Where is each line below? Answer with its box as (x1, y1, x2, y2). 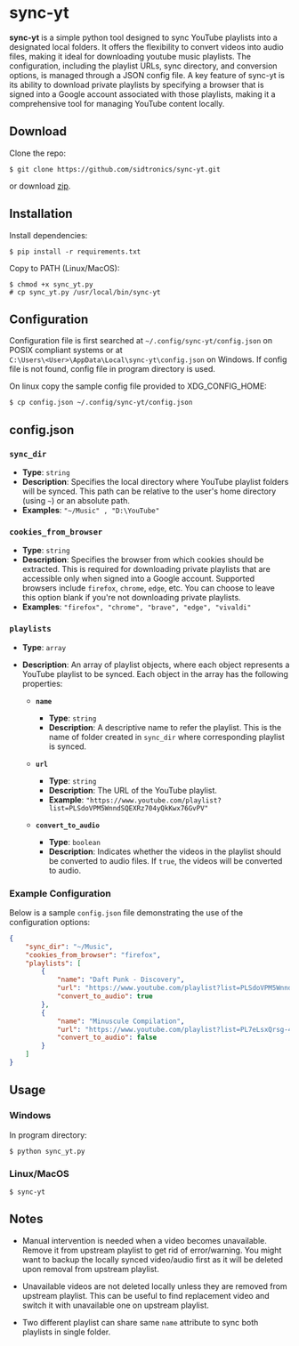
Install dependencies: (9, 230, 88, 240)
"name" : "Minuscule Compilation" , (56, 1017, 185, 1026)
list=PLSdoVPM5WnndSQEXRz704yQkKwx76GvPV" (48, 803, 209, 812)
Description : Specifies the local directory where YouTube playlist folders (21, 477, 289, 488)
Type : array (21, 641, 67, 652)
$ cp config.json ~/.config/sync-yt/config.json (9, 399, 193, 407)
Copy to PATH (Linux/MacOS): (9, 262, 120, 273)
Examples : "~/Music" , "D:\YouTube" (21, 505, 160, 516)
